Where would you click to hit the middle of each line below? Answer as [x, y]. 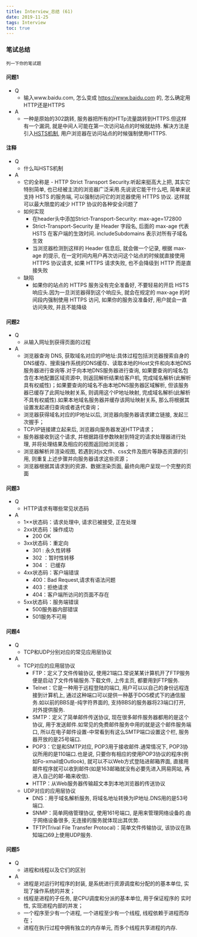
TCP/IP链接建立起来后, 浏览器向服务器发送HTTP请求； [89, 429]
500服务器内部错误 [55, 610]
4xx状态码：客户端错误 [51, 572]
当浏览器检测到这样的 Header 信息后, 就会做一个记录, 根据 [102, 248]
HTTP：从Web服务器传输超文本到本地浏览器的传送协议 [99, 783]
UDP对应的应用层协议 [50, 790]
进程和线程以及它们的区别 [54, 870]
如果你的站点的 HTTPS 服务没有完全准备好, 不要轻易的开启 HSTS [111, 285]
